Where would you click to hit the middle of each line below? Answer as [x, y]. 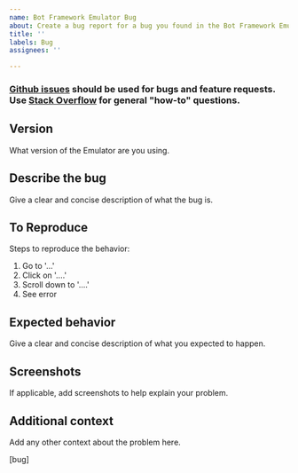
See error [39, 295]
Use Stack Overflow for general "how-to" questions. [125, 100]
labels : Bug [31, 42]
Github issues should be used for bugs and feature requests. [142, 90]
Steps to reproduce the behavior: [70, 248]
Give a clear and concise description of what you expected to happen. [137, 343]
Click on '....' [44, 275]
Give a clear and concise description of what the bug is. [111, 200]
